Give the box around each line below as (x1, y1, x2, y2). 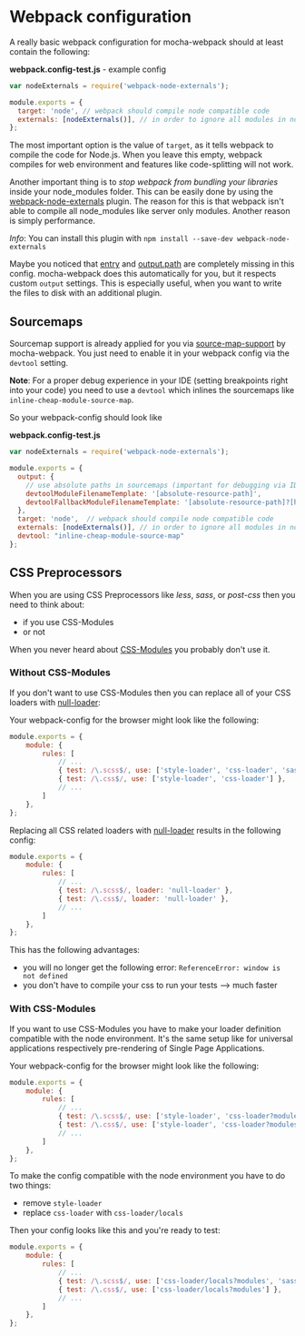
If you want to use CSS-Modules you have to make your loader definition (9, 1023, 281, 1034)
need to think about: (9, 599, 84, 610)
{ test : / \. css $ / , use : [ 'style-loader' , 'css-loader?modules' (57, 1120, 302, 1129)
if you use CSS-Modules (22, 616, 114, 627)
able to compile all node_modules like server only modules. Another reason (9, 206, 290, 217)
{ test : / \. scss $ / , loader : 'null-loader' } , (57, 886, 233, 896)
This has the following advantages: (9, 945, 141, 956)
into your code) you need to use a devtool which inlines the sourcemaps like (9, 385, 295, 396)
